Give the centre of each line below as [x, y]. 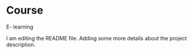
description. [21, 45]
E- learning [20, 27]
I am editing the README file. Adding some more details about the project [96, 38]
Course [25, 10]
